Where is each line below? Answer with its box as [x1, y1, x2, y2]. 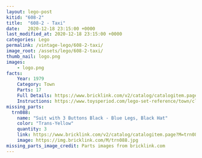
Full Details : [17, 93, 52, 99]
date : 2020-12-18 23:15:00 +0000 [6, 25, 96, 32]
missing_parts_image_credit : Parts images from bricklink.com [6, 142, 165, 149]
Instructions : [17, 98, 52, 104]
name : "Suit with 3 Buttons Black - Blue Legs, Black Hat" [17, 115, 168, 121]
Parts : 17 [17, 87, 42, 93]
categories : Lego [6, 37, 50, 43]
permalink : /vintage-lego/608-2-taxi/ [6, 43, 103, 49]
